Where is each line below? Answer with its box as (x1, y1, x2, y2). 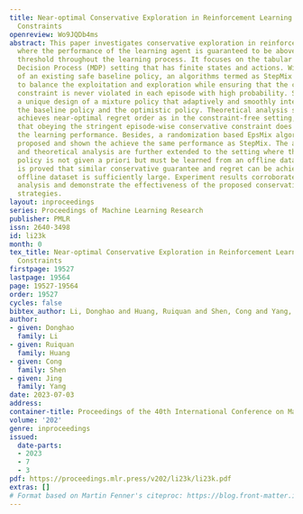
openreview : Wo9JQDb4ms (9, 30, 99, 39)
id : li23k (9, 231, 47, 240)
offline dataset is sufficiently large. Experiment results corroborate (17, 172, 297, 181)
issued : (9, 432, 39, 442)
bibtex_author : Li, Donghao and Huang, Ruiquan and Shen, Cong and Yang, (9, 307, 293, 316)
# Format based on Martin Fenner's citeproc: (9, 491, 183, 500)
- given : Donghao (9, 324, 75, 333)
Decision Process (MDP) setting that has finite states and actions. (17, 64, 284, 73)
